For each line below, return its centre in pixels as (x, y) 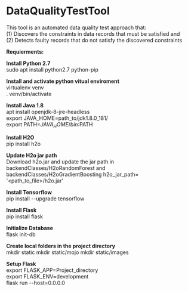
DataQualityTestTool (58, 11)
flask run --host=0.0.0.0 (36, 283)
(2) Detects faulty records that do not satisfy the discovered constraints (94, 40)
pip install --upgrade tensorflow (45, 199)
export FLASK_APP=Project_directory (52, 270)
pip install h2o (23, 144)
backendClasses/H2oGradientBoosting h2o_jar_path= (73, 174)
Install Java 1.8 (25, 105)
